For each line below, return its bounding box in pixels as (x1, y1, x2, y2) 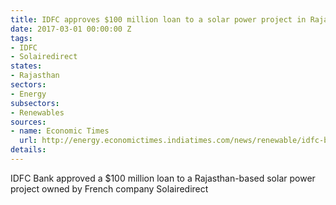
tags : (10, 33, 33, 43)
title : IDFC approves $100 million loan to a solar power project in (10, 14, 307, 25)
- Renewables (10, 107, 65, 118)
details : (10, 145, 47, 155)
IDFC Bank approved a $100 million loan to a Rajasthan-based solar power (10, 172, 316, 184)
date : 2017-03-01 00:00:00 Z (10, 24, 132, 34)
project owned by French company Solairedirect (10, 182, 209, 195)
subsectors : (10, 98, 60, 108)
